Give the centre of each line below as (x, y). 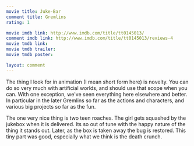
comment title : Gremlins (36, 17)
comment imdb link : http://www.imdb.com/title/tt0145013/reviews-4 (90, 39)
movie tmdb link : (27, 44)
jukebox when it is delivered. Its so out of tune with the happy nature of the (96, 124)
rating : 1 (18, 22)
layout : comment (26, 65)
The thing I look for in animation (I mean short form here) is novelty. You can (97, 82)
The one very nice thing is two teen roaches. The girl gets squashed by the (96, 118)
